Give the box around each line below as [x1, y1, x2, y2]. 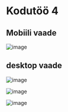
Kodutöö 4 [6, 4, 59, 18]
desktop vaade [6, 60, 62, 71]
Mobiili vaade [6, 28, 57, 38]
